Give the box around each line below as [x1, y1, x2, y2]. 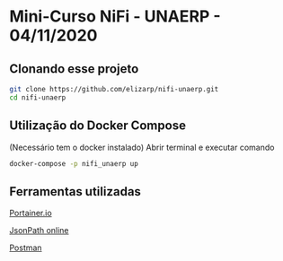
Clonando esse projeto [9, 61, 139, 76]
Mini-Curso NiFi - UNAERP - [9, 6, 222, 27]
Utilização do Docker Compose [9, 118, 187, 134]
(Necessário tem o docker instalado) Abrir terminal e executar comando [9, 142, 275, 152]
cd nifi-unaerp [9, 92, 66, 102]
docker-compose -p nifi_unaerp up [9, 159, 139, 168]
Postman [9, 242, 42, 253]
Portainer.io [9, 208, 52, 219]
